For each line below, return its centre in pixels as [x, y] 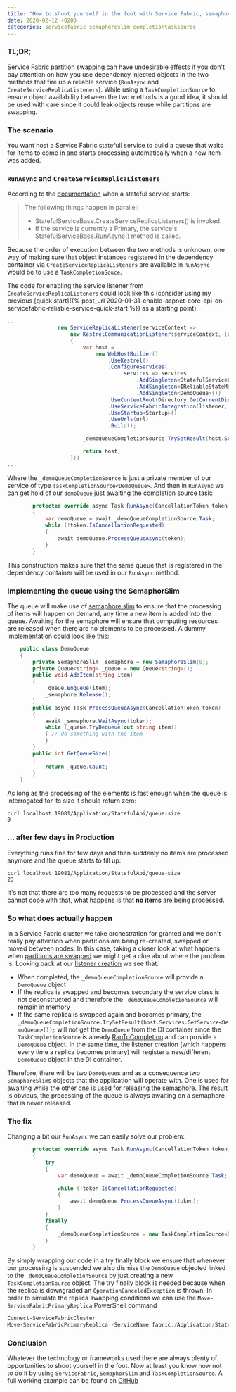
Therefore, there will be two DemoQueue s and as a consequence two [104, 1073]
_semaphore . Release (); [78, 695]
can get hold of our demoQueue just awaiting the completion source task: [110, 493]
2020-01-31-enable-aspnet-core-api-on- [166, 301]
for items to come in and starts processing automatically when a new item [114, 153]
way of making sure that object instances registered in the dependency [110, 257]
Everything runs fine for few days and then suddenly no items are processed [118, 853]
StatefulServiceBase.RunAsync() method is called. [108, 236]
